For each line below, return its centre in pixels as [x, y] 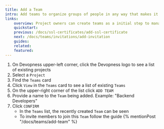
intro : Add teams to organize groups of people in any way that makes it [82, 14]
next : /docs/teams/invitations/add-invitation [62, 37]
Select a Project [29, 75]
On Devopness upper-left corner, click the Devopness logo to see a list [83, 64]
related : [23, 46]
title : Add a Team [24, 10]
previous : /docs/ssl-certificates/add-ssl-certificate [71, 32]
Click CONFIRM [25, 106]
